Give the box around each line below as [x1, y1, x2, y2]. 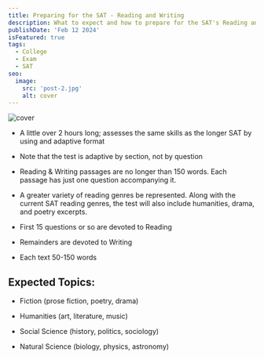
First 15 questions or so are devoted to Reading [19, 223, 173, 232]
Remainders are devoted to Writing [19, 238, 133, 247]
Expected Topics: [8, 275, 96, 288]
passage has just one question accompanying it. [19, 176, 177, 185]
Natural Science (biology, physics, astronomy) [19, 342, 170, 351]
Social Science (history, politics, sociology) [19, 327, 159, 336]
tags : [8, 41, 26, 49]
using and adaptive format [19, 136, 105, 146]
